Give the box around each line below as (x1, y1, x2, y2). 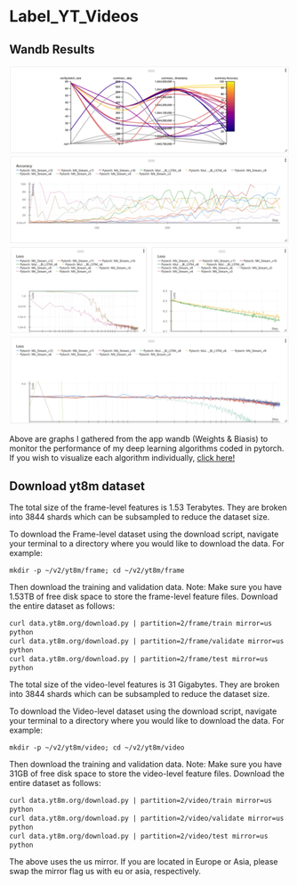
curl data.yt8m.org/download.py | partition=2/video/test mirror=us (9, 832, 269, 841)
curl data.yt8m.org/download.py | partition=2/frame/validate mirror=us (9, 637, 285, 646)
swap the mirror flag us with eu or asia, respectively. (9, 866, 202, 877)
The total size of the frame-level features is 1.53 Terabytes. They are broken (9, 502, 287, 513)
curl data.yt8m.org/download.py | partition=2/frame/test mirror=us (9, 655, 269, 664)
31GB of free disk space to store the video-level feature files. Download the (9, 768, 285, 779)
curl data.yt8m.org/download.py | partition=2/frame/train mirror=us (9, 619, 273, 628)
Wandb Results (9, 42, 95, 57)
